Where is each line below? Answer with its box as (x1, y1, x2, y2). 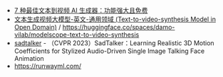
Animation (14, 54, 44, 62)
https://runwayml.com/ (14, 62, 82, 70)
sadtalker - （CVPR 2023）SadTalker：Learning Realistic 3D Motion (14, 39, 215, 47)
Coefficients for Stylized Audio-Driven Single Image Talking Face (14, 47, 205, 55)
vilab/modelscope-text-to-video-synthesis (14, 30, 140, 39)
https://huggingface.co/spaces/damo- (62, 23, 175, 31)
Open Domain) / (14, 23, 61, 31)
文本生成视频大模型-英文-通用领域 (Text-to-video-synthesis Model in (14, 15, 216, 23)
